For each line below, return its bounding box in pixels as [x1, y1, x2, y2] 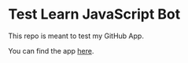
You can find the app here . [8, 46, 94, 55]
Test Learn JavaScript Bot [8, 5, 181, 23]
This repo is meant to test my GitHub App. [8, 31, 144, 40]
